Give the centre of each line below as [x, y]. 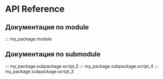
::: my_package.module [28, 39]
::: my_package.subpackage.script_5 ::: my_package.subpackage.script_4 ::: [82, 66]
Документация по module [47, 27]
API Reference [35, 9]
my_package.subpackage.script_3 [40, 71]
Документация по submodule [53, 54]
